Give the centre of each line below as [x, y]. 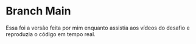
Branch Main [38, 11]
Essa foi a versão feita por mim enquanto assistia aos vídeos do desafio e [98, 28]
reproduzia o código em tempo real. [51, 34]
